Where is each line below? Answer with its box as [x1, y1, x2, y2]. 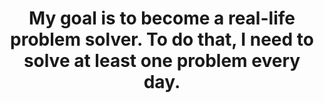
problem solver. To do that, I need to [10, 28, 314, 51]
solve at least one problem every [23, 50, 301, 72]
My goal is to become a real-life [28, 7, 296, 30]
